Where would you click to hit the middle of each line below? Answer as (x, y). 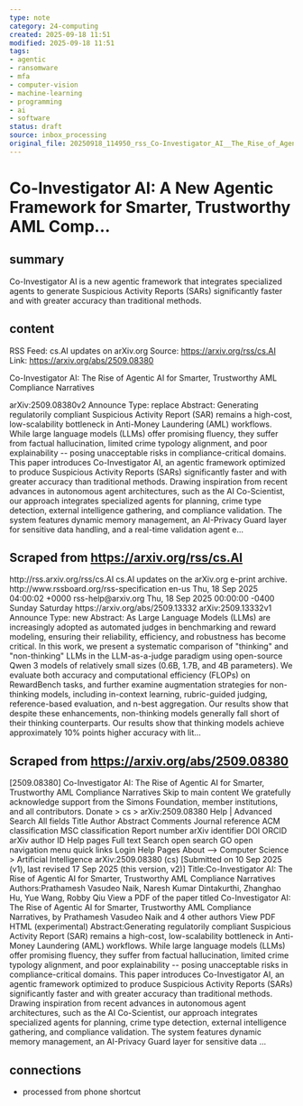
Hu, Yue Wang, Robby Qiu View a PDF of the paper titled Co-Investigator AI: (150, 898)
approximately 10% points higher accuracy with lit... (105, 733)
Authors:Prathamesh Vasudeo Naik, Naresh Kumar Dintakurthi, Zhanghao (145, 889)
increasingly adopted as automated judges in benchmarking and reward (143, 627)
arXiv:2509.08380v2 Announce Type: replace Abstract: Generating (134, 405)
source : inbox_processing (58, 135)
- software (30, 118)
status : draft (36, 127)
